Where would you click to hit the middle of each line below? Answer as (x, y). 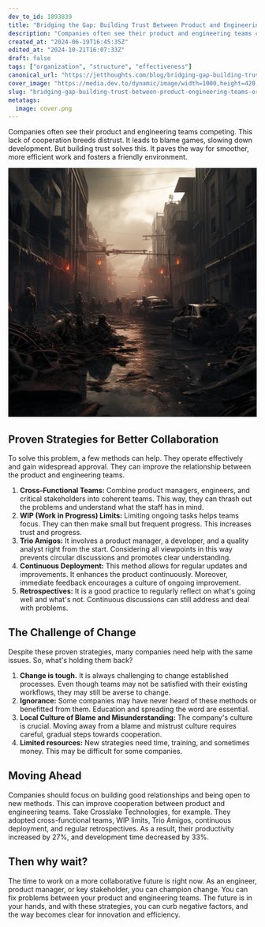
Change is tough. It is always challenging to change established (124, 675)
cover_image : (30, 83)
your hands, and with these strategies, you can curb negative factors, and (128, 906)
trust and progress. (51, 533)
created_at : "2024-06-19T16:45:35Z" (68, 42)
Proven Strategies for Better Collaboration (114, 439)
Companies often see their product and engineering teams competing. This (130, 132)
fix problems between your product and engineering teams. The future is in (130, 898)
